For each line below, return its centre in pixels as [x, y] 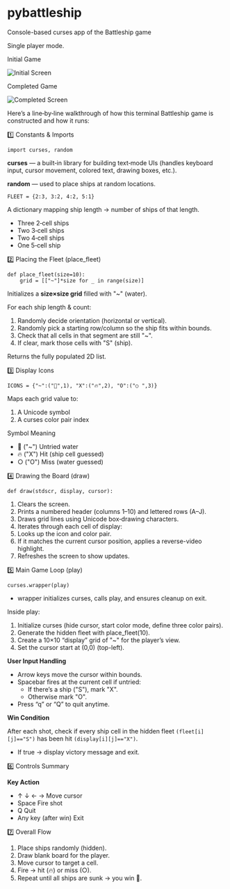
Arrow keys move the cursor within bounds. [80, 674]
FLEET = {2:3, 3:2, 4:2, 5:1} [51, 197]
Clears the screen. [44, 504]
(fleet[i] [190, 731]
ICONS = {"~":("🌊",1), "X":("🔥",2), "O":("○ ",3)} [82, 386]
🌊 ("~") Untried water [48, 446]
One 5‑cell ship [39, 245]
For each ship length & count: [49, 307]
